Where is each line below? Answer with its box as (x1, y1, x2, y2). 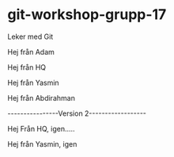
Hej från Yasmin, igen (7, 139, 78, 148)
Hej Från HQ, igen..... (7, 124, 76, 133)
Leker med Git (7, 32, 54, 41)
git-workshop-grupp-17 (7, 6, 167, 24)
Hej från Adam (7, 47, 55, 56)
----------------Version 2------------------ (7, 109, 147, 118)
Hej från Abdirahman (7, 93, 76, 102)
